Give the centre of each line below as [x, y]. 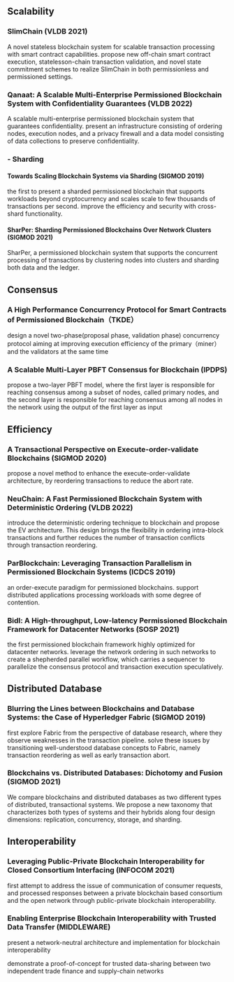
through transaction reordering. [52, 545]
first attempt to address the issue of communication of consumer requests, [115, 885]
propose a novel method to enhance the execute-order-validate [99, 473]
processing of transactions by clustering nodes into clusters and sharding [113, 260]
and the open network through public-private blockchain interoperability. [112, 900]
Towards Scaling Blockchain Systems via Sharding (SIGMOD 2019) [106, 176]
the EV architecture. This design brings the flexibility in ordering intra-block [116, 530]
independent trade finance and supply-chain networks [86, 971]
